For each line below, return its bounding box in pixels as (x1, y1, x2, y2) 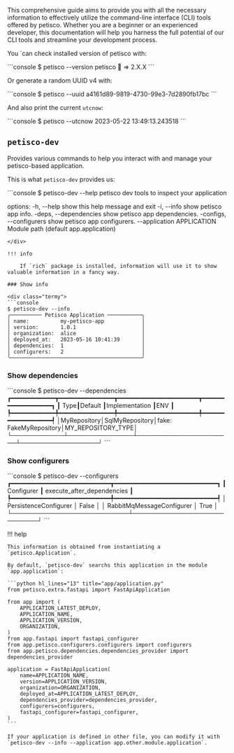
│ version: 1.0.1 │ (7, 323, 145, 331)
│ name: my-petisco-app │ (7, 318, 145, 325)
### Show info (7, 281, 49, 288)
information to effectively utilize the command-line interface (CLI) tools (7, 13, 212, 22)
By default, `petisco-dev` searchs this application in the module (7, 562, 208, 569)
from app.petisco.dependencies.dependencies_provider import (7, 647, 189, 655)
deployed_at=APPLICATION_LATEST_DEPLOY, (20, 691, 139, 698)
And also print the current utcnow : (7, 104, 103, 111)
